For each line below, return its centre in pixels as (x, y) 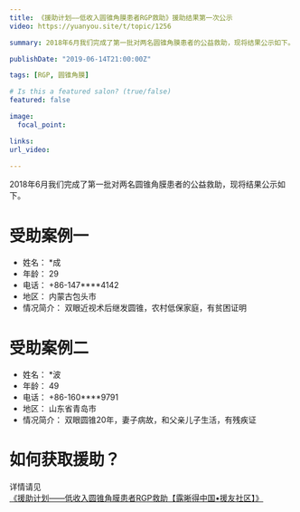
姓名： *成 (42, 263)
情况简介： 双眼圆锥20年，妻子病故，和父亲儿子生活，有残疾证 (140, 420)
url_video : (30, 150)
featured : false (40, 101)
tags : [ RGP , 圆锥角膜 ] (49, 75)
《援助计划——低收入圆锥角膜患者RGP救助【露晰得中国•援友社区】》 (136, 498)
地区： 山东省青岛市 (59, 409)
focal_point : (42, 125)
